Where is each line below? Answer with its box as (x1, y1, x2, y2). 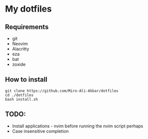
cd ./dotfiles (5, 92, 34, 98)
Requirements (5, 23, 49, 31)
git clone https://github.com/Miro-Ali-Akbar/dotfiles (5, 88, 119, 93)
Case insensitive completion (12, 128, 69, 134)
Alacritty (12, 46, 29, 52)
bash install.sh (5, 97, 38, 102)
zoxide (12, 62, 26, 67)
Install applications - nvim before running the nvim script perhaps (12, 123, 144, 129)
